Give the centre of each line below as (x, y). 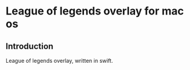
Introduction (30, 46)
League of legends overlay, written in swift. (59, 61)
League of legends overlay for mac (95, 11)
